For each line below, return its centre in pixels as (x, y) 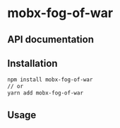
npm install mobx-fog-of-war (50, 80)
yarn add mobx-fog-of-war (45, 93)
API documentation (50, 39)
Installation (32, 63)
